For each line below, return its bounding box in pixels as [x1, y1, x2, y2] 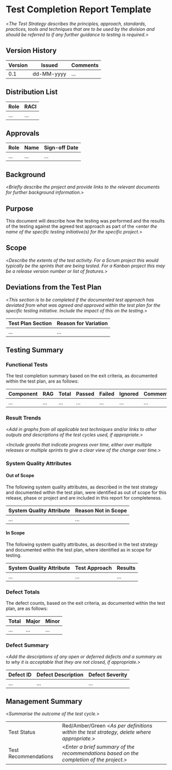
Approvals [6, 129, 40, 137]
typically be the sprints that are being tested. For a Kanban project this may [6, 263, 165, 269]
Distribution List [6, 88, 58, 96]
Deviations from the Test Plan [6, 283, 102, 292]
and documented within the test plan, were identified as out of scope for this [6, 489, 167, 496]
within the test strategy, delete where [62, 728, 151, 736]
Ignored [119, 390, 139, 398]
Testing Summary [6, 346, 64, 354]
